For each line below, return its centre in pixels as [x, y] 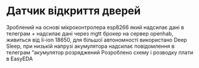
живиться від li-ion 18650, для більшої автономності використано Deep [97, 40]
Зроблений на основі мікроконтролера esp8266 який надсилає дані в [95, 27]
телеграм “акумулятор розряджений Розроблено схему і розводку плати [100, 52]
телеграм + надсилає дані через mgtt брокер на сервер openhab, [90, 33]
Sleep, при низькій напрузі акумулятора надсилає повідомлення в [90, 46]
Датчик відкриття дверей [74, 11]
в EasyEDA [20, 59]
